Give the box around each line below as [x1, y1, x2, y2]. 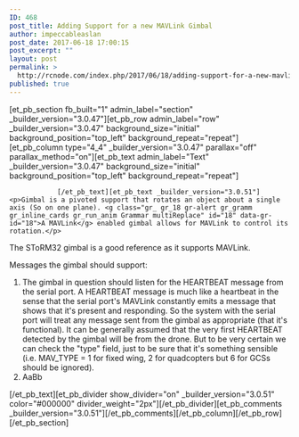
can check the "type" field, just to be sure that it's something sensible [21, 342, 279, 353]
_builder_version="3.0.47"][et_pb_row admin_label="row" [9, 113, 220, 124]
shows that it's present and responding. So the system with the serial [21, 305, 276, 316]
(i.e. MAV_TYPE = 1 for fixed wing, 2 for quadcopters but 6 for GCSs [21, 352, 271, 363]
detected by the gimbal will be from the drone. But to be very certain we [21, 334, 287, 344]
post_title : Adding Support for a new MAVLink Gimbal [9, 21, 214, 30]
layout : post [9, 54, 58, 63]
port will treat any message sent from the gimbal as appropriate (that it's [21, 314, 287, 326]
